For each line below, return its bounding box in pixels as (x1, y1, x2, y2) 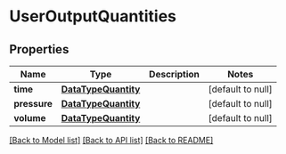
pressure (13, 98, 53, 109)
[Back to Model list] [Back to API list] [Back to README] (9, 135, 214, 145)
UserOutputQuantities (9, 6, 176, 27)
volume (13, 112, 46, 124)
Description (148, 69, 200, 80)
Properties (9, 42, 69, 57)
